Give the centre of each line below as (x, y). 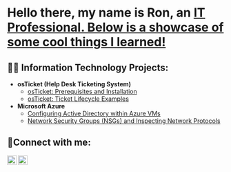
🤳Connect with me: (49, 143)
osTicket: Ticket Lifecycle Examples (78, 99)
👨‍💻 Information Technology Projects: (88, 67)
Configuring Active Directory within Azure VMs (94, 113)
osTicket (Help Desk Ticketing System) (74, 84)
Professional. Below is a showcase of (115, 27)
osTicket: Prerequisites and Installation (82, 92)
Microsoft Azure (41, 106)
